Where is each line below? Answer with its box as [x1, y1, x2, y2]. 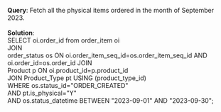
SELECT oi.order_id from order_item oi [7, 36, 120, 45]
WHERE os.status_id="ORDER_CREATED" [7, 82, 129, 89]
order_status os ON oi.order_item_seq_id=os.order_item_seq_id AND [7, 51, 207, 60]
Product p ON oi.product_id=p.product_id [7, 67, 129, 74]
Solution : [7, 28, 35, 37]
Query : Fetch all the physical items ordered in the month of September [7, 6, 215, 14]
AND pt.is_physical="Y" [7, 89, 77, 97]
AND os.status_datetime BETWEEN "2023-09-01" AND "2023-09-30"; [7, 96, 214, 105]
